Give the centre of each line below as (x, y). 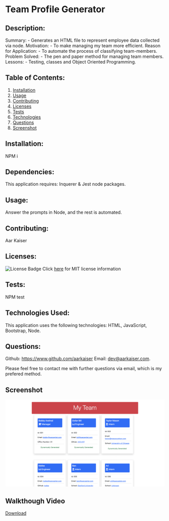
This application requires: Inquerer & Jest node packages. (66, 184)
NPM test (15, 297)
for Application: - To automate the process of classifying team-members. (81, 51)
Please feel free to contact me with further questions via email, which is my (83, 369)
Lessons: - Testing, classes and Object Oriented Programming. (71, 62)
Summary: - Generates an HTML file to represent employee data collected (82, 40)
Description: (25, 28)
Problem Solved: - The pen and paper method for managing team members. (85, 56)
